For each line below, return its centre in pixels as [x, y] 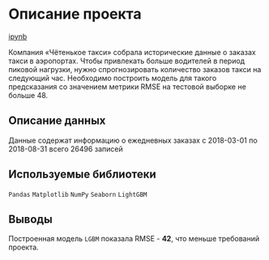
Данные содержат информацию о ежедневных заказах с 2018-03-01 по [133, 140]
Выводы [30, 219]
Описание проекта [75, 14]
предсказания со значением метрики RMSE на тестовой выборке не [128, 87]
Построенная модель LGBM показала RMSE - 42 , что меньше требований [134, 239]
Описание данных [57, 121]
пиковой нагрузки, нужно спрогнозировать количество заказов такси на [135, 69]
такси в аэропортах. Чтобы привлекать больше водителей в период [127, 61]
